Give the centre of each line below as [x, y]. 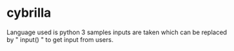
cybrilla [29, 13]
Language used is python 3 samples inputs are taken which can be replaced [117, 32]
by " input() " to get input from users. [60, 39]
